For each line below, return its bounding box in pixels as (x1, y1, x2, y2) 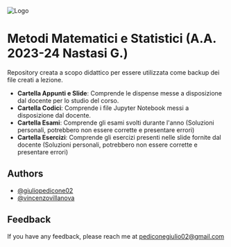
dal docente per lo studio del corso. (17, 96, 119, 104)
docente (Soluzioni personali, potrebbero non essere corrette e (17, 140, 198, 149)
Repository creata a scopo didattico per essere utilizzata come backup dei (7, 68, 220, 76)
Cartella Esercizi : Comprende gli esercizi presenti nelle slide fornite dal (17, 133, 221, 141)
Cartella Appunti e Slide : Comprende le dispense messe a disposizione (17, 89, 223, 97)
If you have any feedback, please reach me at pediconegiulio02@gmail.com (7, 232, 225, 240)
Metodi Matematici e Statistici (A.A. (7, 31, 216, 46)
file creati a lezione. (7, 75, 64, 84)
